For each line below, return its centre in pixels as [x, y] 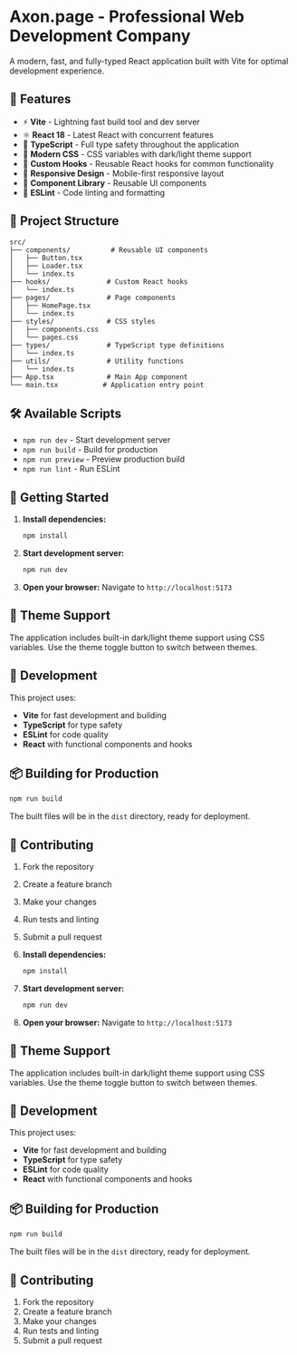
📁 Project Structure [64, 221]
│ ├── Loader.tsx [46, 266]
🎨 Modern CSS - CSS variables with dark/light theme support [137, 154]
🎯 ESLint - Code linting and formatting [94, 192]
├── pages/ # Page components [93, 297]
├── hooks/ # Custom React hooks [99, 282]
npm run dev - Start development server [96, 440]
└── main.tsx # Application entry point [107, 385]
